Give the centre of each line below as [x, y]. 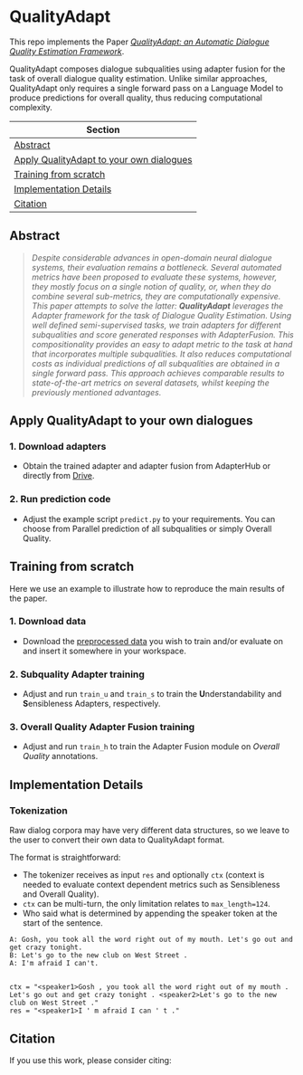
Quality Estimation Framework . [67, 51]
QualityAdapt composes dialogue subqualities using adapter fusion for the [147, 69]
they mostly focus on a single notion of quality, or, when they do [151, 286]
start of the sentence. [63, 923]
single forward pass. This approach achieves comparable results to [158, 373]
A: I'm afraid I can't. [54, 964]
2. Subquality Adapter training [77, 674]
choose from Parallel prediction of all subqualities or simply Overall [147, 528]
